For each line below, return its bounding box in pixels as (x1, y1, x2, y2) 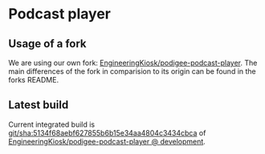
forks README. (8, 75, 59, 84)
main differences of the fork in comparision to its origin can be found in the (8, 67, 257, 76)
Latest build (8, 98, 69, 112)
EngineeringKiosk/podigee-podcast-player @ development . (8, 136, 206, 146)
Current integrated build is (8, 120, 96, 129)
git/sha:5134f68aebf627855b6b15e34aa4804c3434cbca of (8, 128, 206, 137)
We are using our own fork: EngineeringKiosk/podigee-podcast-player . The (8, 58, 258, 67)
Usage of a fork (8, 37, 87, 51)
